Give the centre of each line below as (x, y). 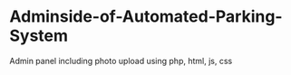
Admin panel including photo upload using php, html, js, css (121, 61)
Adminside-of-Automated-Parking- (146, 17)
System (39, 36)
